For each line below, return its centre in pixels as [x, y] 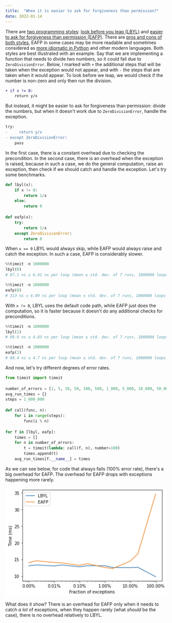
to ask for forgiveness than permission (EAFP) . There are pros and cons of [84, 37]
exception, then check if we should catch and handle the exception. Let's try [86, 169]
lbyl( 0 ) [14, 269]
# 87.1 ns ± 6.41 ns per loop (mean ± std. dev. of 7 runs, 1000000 [80, 275]
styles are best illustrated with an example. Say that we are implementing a [84, 53]
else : [20, 201]
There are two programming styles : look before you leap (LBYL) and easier [84, 31]
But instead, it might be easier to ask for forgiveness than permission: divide [85, 106]
